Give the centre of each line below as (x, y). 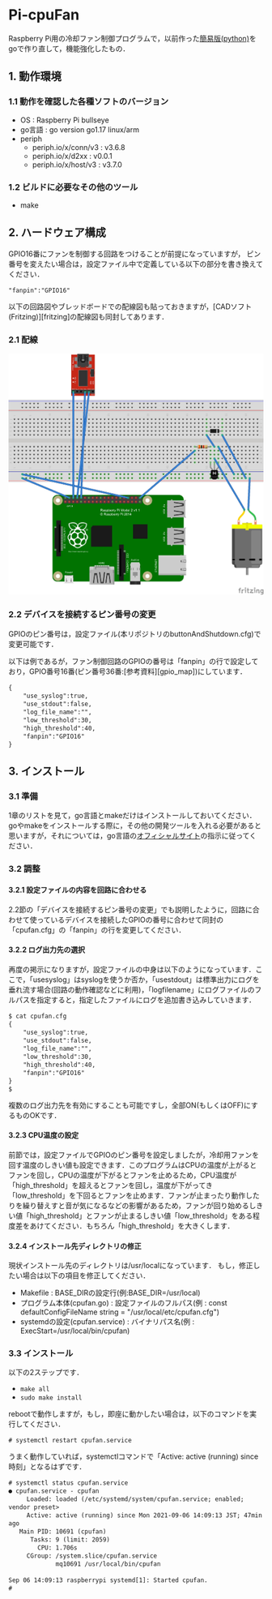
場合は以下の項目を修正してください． (86, 1275)
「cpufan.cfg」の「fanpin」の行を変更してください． (97, 929)
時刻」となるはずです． (47, 1467)
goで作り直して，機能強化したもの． (69, 48)
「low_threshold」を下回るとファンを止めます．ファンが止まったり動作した (134, 1195)
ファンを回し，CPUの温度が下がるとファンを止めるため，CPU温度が (123, 1175)
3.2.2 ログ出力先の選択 (47, 950)
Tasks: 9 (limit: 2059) (70, 1540)
